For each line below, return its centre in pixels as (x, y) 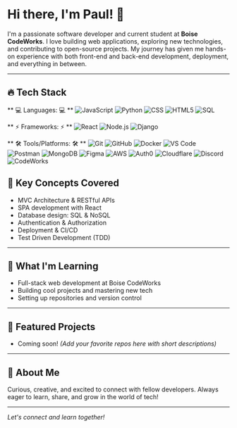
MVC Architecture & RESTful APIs (66, 200)
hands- (216, 49)
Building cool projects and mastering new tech (85, 291)
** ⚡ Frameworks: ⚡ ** (40, 127)
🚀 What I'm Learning (53, 266)
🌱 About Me (34, 372)
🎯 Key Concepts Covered (63, 183)
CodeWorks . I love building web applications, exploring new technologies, (115, 41)
